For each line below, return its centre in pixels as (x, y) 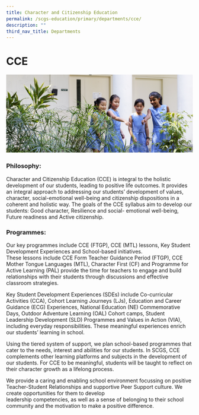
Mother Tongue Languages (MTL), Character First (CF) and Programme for (97, 264)
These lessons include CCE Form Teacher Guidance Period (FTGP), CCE (94, 258)
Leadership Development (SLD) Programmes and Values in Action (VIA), (94, 319)
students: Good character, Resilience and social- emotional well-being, (92, 210)
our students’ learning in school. (45, 332)
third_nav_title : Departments (44, 31)
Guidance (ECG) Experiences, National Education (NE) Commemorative (93, 307)
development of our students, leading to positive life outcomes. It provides (97, 185)
